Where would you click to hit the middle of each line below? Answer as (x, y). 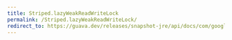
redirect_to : (26, 26)
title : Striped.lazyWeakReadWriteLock (63, 13)
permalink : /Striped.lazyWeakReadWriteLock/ (72, 20)
